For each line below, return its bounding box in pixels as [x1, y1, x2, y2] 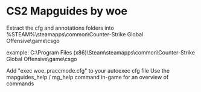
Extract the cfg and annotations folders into [6, 24, 115, 31]
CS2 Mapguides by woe [6, 4, 128, 18]
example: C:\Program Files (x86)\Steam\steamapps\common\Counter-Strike [6, 48, 195, 56]
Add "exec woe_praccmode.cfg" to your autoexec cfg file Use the [6, 67, 170, 74]
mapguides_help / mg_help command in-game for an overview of [6, 73, 169, 80]
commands [6, 80, 34, 87]
